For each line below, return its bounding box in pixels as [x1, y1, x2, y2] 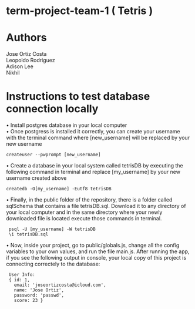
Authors [6, 31, 47, 45]
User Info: [8, 272, 35, 278]
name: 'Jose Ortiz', [14, 287, 65, 293]
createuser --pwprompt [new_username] [6, 152, 101, 158]
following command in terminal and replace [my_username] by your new [6, 169, 181, 176]
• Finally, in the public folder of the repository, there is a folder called [6, 196, 173, 203]
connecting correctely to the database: [6, 260, 100, 268]
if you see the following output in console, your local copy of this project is [6, 254, 187, 261]
